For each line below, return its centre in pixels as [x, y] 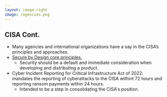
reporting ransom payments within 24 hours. [58, 84]
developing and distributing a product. [59, 68]
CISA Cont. [22, 35]
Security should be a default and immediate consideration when [86, 62]
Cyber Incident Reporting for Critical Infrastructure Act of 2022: [77, 73]
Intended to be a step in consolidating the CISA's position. [79, 89]
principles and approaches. [40, 52]
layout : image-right [26, 10]
